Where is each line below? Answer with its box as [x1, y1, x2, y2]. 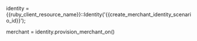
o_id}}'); [6, 17, 26, 24]
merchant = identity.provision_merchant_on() [6, 28, 115, 35]
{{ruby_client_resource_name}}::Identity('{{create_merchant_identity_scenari [6, 11, 191, 18]
